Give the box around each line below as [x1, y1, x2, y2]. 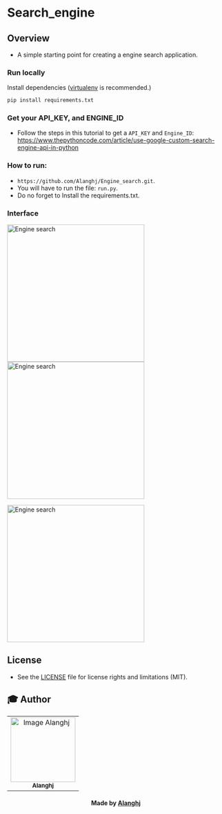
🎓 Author [7, 694, 52, 706]
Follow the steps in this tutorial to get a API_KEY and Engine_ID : [17, 129, 194, 137]
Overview [7, 32, 50, 44]
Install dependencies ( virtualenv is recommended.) [7, 84, 152, 92]
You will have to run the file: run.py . [17, 184, 119, 192]
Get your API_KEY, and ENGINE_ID [7, 113, 124, 123]
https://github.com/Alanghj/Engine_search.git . [17, 176, 155, 184]
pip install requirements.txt [7, 97, 94, 104]
